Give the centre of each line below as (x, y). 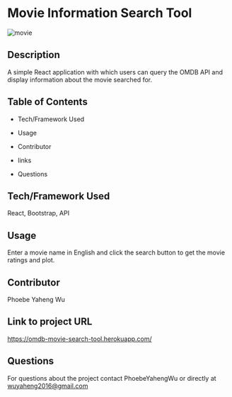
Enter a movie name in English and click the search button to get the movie (116, 252)
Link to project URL (50, 321)
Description (34, 55)
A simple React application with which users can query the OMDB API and (115, 72)
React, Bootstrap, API (38, 213)
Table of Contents (48, 102)
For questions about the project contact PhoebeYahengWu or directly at (112, 378)
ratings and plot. (31, 260)
